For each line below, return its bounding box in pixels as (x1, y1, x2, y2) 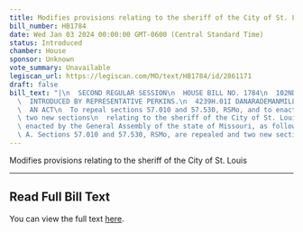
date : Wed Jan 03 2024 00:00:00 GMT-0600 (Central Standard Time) (9, 30, 264, 39)
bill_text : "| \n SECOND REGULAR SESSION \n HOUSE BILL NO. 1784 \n (9, 88, 269, 97)
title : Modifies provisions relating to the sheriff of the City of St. (9, 13, 289, 22)
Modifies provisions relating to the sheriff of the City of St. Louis (9, 155, 248, 165)
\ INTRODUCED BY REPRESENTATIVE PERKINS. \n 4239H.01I (17, 96, 232, 106)
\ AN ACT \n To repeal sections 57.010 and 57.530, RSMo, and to (17, 105, 272, 114)
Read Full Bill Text (9, 190, 111, 205)
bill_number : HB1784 (9, 22, 87, 31)
